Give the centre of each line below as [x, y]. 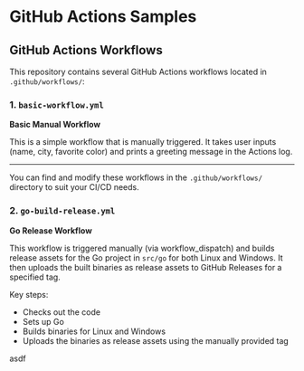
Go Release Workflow [51, 230]
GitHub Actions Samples [103, 17]
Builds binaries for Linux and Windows [94, 331]
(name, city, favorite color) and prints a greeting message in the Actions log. [151, 152]
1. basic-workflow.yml [57, 104]
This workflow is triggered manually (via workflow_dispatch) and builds [142, 248]
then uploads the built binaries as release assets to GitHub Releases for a [146, 267]
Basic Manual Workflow [55, 125]
